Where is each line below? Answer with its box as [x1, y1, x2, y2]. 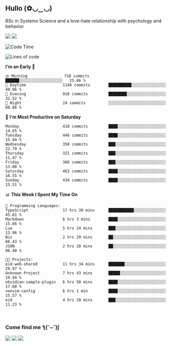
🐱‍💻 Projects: [5, 257, 33, 262]
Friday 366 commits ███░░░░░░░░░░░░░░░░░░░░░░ [5, 159, 166, 165]
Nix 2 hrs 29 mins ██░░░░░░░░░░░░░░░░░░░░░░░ [5, 234, 166, 240]
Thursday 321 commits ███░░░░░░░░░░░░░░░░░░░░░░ [5, 151, 166, 156]
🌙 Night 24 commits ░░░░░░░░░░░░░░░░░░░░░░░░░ [5, 100, 166, 106]
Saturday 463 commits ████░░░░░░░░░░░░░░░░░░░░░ [5, 169, 166, 174]
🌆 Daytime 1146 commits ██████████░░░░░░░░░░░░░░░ [5, 82, 166, 88]
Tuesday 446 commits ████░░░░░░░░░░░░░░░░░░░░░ [5, 133, 166, 138]
